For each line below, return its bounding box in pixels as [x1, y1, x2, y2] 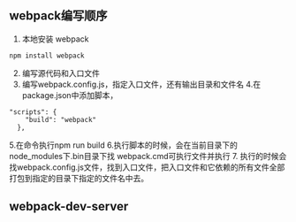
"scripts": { [9, 107, 57, 117]
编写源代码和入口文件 [21, 67, 100, 78]
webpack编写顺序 [9, 8, 108, 24]
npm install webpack [9, 51, 86, 60]
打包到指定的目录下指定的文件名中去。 [9, 172, 148, 183]
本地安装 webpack [21, 34, 89, 44]
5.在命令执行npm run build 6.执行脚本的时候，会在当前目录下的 [9, 140, 239, 150]
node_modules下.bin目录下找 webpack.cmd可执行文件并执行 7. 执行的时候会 [9, 150, 287, 161]
